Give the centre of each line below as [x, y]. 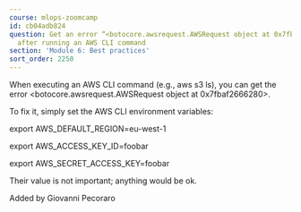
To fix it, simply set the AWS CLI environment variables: [111, 111]
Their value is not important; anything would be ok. [103, 181]
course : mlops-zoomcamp [54, 17]
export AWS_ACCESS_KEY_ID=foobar [79, 146]
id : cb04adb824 [38, 26]
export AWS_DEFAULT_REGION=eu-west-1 [88, 129]
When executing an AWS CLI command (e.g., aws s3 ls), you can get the [143, 85]
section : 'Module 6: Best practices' [80, 51]
